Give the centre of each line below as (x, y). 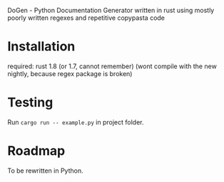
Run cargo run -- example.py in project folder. (76, 122)
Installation (41, 47)
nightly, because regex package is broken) (70, 73)
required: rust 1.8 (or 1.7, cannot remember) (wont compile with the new (112, 66)
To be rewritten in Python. (45, 171)
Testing (30, 103)
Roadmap (36, 151)
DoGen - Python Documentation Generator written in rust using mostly (111, 10)
